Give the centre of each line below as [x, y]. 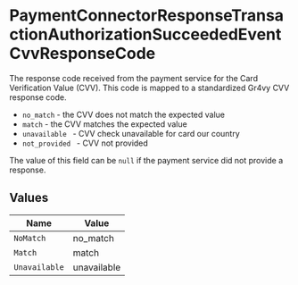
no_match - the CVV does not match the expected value [124, 114]
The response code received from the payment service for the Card [134, 78]
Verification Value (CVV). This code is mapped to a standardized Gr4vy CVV [149, 88]
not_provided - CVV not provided [85, 143]
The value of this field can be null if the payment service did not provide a [146, 160]
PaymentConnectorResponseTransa [146, 16]
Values [29, 198]
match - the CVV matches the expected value [104, 124]
